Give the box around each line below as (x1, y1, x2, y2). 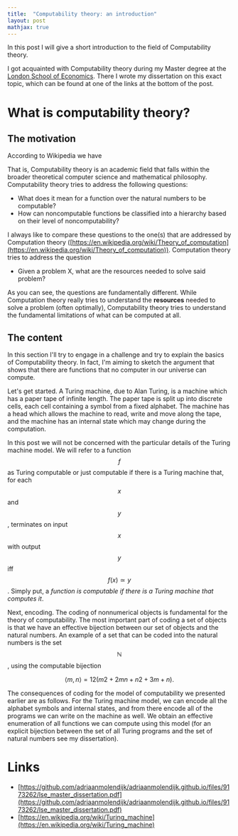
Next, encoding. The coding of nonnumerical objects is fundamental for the (7, 609, 228, 617)
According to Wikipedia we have (7, 151, 102, 160)
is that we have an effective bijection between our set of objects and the (7, 623, 219, 632)
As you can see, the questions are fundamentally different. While (7, 289, 198, 297)
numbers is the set (7, 638, 62, 647)
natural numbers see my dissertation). (7, 734, 119, 743)
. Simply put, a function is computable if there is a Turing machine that (7, 587, 214, 596)
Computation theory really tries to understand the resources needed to (7, 296, 216, 304)
